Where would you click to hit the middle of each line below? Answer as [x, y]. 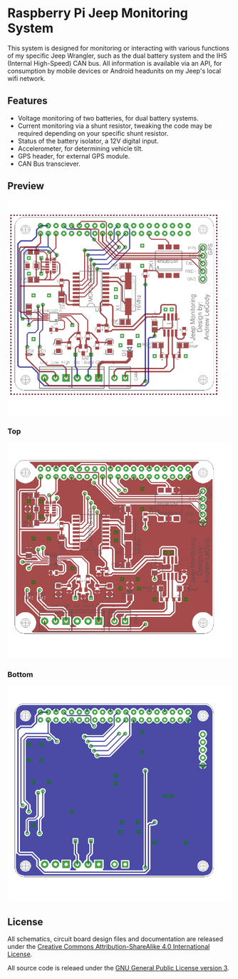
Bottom [20, 674]
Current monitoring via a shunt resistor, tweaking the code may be [115, 126]
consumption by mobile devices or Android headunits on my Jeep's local [114, 71]
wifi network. [27, 78]
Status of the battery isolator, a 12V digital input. [88, 141]
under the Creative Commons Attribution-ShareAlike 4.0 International [109, 947]
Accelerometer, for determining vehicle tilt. [81, 149]
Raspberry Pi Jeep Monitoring [98, 13]
